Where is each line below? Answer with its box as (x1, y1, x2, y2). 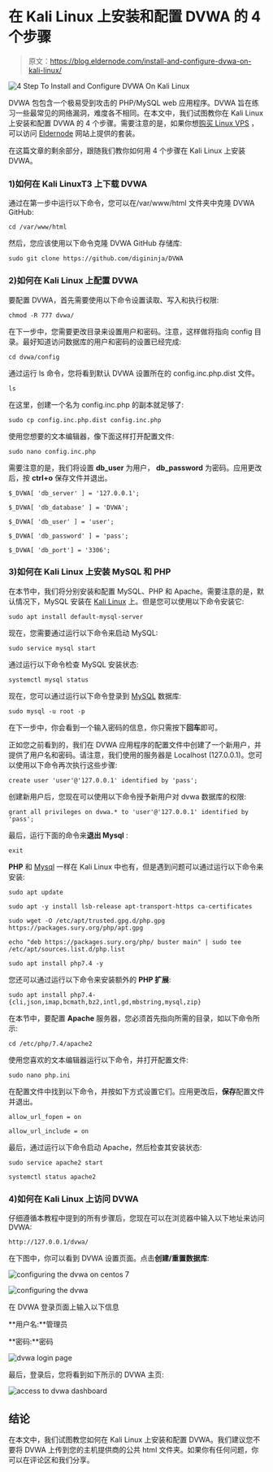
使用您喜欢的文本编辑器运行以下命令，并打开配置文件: (8, 1055, 189, 1065)
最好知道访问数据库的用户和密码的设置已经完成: (22, 337, 182, 346)
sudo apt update (8, 888, 63, 896)
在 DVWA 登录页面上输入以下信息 (8, 1302, 119, 1312)
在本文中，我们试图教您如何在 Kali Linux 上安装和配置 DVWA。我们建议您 (8, 1435, 253, 1444)
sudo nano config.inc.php (8, 447, 96, 455)
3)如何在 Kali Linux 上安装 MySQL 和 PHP (8, 566, 171, 577)
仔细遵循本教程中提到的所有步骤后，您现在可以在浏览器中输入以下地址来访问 (8, 1213, 265, 1223)
